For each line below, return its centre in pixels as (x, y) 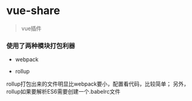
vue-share (33, 11)
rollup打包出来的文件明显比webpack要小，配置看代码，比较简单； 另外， (98, 84)
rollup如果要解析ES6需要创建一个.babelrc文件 (63, 92)
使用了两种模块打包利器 (41, 45)
